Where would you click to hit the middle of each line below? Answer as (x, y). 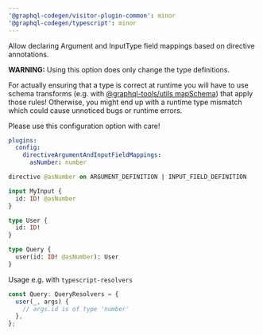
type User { (28, 220)
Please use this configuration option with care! (84, 126)
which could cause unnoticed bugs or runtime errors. (95, 110)
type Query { (30, 250)
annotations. (29, 54)
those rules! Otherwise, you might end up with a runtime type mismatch (125, 102)
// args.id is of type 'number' (76, 309)
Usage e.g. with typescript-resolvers (70, 279)
